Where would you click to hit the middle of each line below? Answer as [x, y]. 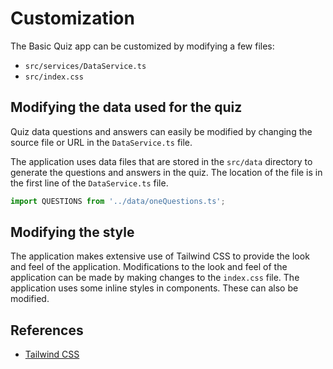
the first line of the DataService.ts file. [89, 183]
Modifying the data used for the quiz [126, 107]
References [47, 330]
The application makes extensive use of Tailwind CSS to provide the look [160, 256]
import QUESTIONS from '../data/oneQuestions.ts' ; [118, 201]
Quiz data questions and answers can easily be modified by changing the [161, 131]
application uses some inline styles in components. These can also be [154, 288]
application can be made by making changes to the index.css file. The [155, 278]
